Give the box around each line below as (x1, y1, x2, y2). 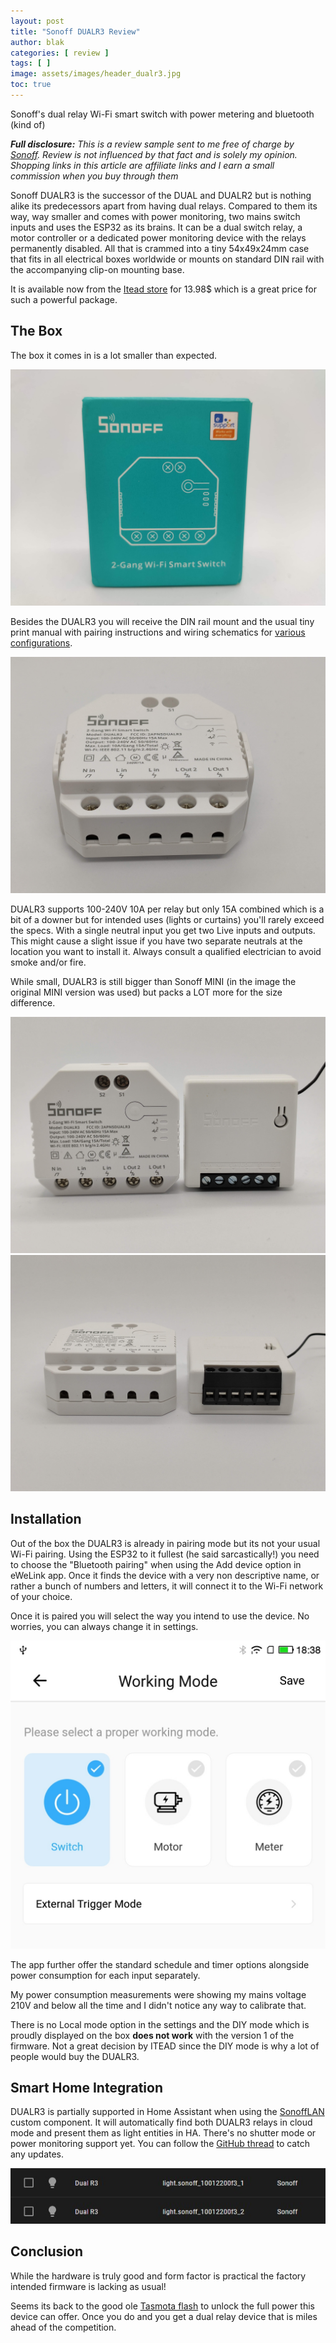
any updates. (10, 2148, 65, 2160)
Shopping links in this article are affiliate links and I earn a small (10, 159, 275, 171)
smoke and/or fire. (10, 956, 87, 968)
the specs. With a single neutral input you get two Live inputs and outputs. (10, 924, 316, 936)
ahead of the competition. (10, 2321, 117, 2333)
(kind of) (10, 118, 46, 130)
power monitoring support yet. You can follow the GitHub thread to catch (10, 2138, 310, 2150)
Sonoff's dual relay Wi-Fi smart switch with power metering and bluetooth (10, 108, 315, 120)
